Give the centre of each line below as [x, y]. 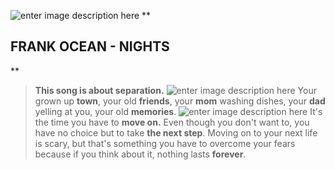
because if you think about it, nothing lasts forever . [140, 154]
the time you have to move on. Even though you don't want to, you [172, 122]
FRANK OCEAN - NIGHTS [90, 46]
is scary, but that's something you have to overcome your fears [165, 143]
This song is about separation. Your [175, 90]
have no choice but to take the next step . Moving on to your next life [176, 132]
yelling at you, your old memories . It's [178, 111]
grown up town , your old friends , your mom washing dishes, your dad [180, 101]
